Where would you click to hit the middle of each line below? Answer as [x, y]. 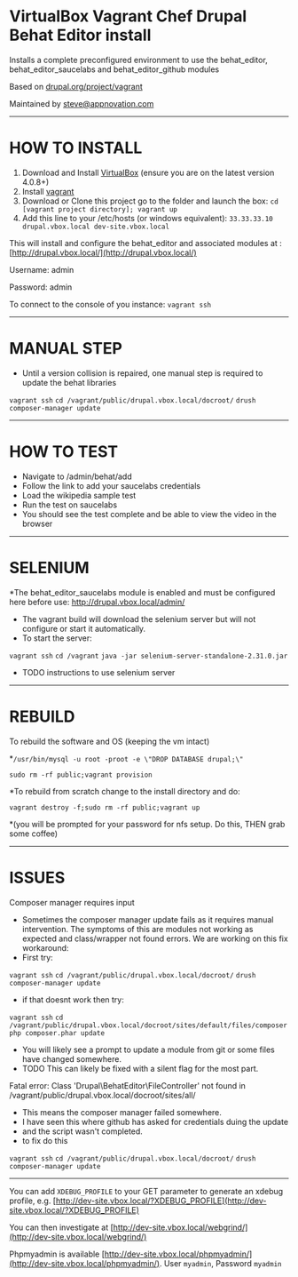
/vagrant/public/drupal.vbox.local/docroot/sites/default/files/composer [149, 1025]
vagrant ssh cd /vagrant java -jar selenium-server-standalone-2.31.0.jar [149, 656]
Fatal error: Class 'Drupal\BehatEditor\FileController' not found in [128, 1085]
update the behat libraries [69, 382]
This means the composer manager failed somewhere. [122, 1112]
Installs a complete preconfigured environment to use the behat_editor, [138, 60]
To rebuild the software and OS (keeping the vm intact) [110, 741]
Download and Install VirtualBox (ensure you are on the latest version [148, 172]
